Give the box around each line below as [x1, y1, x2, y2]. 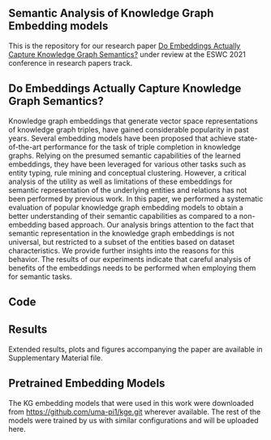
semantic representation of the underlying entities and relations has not [8, 185, 247, 194]
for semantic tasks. [8, 272, 73, 281]
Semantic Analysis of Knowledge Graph [8, 7, 214, 20]
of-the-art [8, 142, 42, 151]
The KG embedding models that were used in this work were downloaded [8, 398, 254, 407]
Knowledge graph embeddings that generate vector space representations [8, 115, 258, 125]
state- [238, 133, 258, 143]
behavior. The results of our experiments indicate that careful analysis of [8, 254, 252, 264]
